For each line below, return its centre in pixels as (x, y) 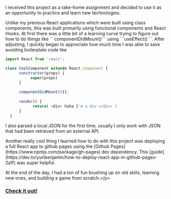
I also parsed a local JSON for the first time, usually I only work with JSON (83, 126)
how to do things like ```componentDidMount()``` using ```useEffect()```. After (85, 39)
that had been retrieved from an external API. (53, 131)
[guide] (157, 152)
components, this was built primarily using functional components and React (85, 28)
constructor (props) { (42, 73)
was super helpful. (36, 162)
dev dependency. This (125, 152)
